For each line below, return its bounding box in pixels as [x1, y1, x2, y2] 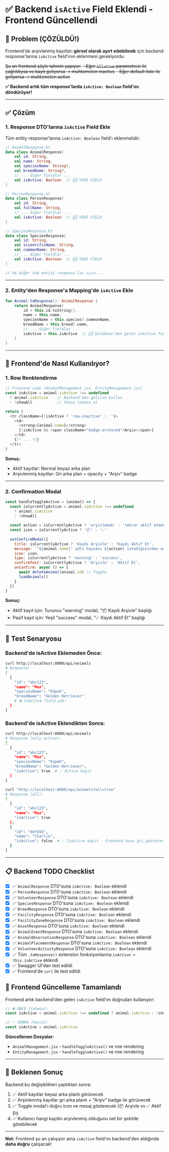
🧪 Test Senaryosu [5, 634, 62, 643]
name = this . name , [23, 312, 62, 318]
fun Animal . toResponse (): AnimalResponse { [5, 298, 98, 303]
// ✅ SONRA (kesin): [5, 1020, 49, 1025]
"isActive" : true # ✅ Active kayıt [14, 769, 92, 774]
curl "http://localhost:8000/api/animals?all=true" [5, 787, 116, 792]
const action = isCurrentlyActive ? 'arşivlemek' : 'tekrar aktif [10, 523, 152, 528]
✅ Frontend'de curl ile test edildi [12, 968, 80, 974]
